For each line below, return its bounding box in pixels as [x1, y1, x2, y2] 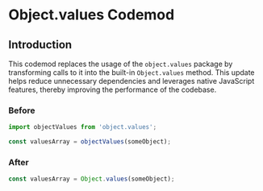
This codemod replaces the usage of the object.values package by [8, 59, 233, 69]
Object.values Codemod [8, 6, 175, 24]
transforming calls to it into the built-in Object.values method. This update [8, 68, 256, 77]
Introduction [8, 38, 73, 52]
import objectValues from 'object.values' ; [8, 123, 157, 131]
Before [8, 105, 35, 116]
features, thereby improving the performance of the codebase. [8, 85, 217, 94]
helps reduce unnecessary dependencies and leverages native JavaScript [8, 77, 255, 85]
